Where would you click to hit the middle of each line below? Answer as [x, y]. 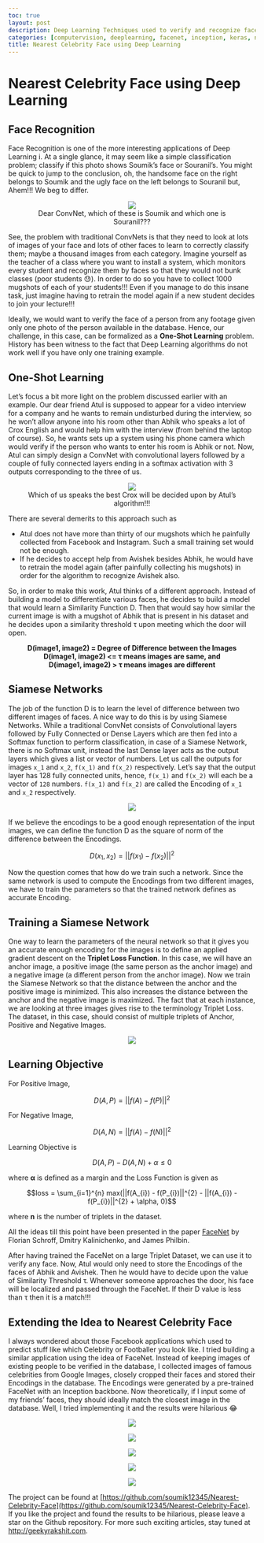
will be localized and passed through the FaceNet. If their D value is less [125, 1289]
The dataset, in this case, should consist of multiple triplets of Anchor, [121, 1017]
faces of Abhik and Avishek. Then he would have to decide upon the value [128, 1272]
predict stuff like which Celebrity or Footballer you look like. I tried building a [132, 1349]
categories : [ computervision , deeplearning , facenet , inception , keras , [130, 37]
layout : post [29, 23]
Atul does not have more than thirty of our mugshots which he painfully [135, 533]
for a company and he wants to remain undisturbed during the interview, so [130, 413]
